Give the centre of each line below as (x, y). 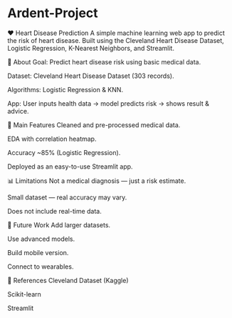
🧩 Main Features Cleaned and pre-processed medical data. (94, 125)
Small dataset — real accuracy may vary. (67, 197)
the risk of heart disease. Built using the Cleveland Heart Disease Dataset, (116, 40)
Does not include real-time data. (54, 211)
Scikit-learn (24, 294)
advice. (18, 111)
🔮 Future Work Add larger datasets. (59, 225)
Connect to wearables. (41, 267)
